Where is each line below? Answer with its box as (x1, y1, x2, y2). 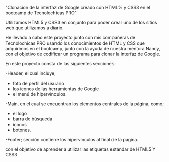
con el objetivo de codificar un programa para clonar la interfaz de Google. (5, 51, 160, 57)
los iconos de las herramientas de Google (12, 86, 99, 92)
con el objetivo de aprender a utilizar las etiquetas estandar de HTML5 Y (5, 146, 156, 152)
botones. (12, 127, 31, 133)
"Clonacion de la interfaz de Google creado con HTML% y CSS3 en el (5, 5, 150, 10)
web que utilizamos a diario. (5, 25, 64, 31)
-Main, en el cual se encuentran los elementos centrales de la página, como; (5, 101, 164, 107)
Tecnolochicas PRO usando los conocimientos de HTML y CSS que (5, 40, 145, 46)
